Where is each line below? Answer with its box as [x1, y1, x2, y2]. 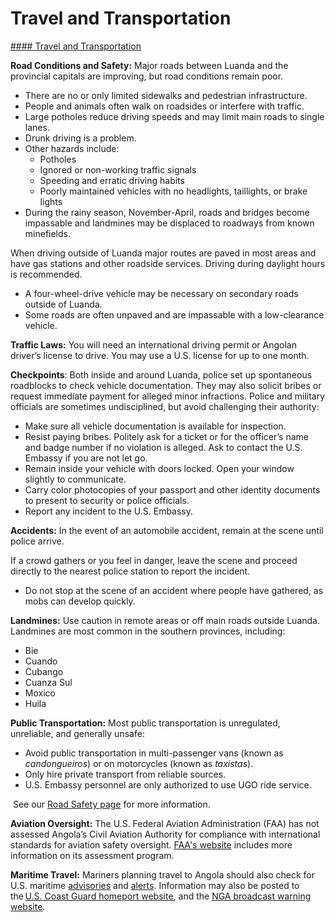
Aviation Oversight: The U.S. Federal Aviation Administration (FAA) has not [10, 817, 320, 829]
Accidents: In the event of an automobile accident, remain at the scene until [10, 524, 324, 536]
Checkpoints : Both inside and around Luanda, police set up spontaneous [10, 368, 313, 381]
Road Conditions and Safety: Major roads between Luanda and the [10, 59, 289, 71]
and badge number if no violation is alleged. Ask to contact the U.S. [24, 441, 303, 453]
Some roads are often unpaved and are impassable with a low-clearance [24, 308, 325, 321]
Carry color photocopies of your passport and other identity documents [24, 483, 321, 496]
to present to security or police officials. [24, 494, 190, 506]
